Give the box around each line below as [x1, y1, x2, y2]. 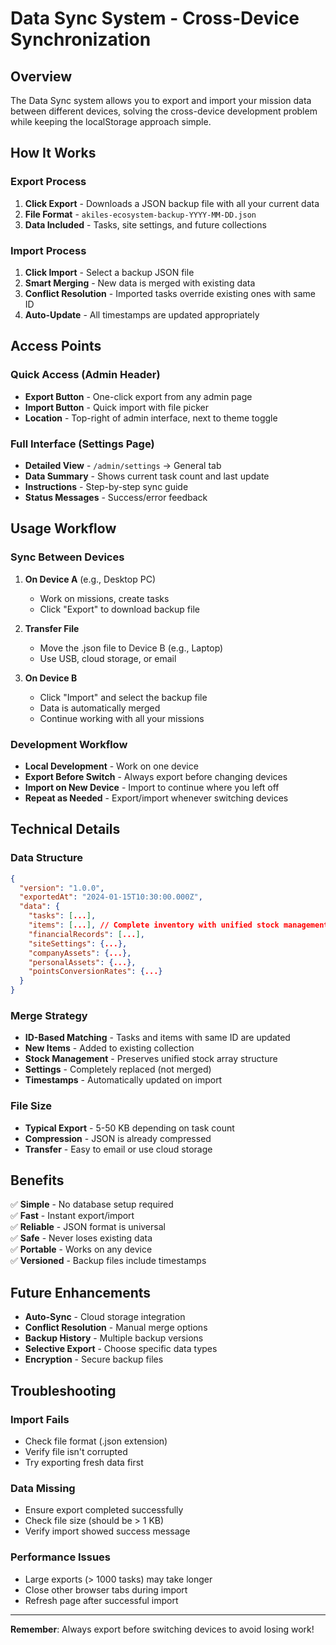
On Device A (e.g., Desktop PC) [24, 573, 156, 585]
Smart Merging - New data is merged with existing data [24, 277, 256, 289]
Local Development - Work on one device [24, 760, 199, 772]
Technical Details [10, 821, 121, 838]
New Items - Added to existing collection [24, 1042, 195, 1054]
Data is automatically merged [39, 702, 161, 714]
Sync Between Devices [10, 550, 125, 564]
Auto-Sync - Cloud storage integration [24, 1311, 186, 1323]
